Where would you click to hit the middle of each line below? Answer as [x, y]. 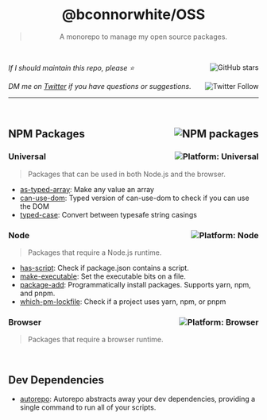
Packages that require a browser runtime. [96, 340]
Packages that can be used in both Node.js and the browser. [127, 174]
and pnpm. [37, 293]
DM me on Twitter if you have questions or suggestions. [100, 86]
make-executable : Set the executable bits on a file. [103, 276]
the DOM [35, 206]
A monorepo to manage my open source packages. [143, 37]
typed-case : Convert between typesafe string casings [108, 214]
